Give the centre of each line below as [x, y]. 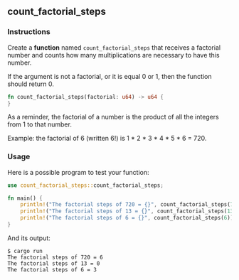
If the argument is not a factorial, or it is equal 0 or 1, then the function [110, 76]
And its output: [29, 238]
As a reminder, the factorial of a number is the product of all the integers [113, 117]
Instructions [29, 32]
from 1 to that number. [40, 124]
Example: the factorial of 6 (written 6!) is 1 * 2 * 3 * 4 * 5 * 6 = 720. [107, 139]
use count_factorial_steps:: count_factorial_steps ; [85, 185]
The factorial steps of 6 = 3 [52, 269]
